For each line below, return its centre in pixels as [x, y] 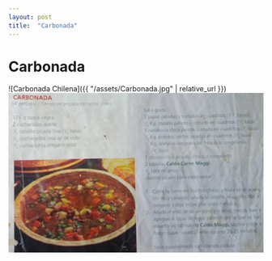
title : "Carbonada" [43, 25]
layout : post [30, 17]
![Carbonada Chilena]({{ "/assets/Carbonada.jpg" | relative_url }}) [117, 89]
